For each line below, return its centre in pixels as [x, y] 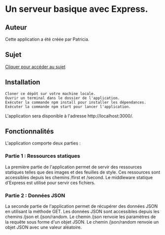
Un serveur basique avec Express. [77, 9]
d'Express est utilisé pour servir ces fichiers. [50, 183]
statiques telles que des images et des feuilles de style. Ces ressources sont [83, 172]
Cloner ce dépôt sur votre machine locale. [50, 94]
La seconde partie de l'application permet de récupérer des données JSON [82, 206]
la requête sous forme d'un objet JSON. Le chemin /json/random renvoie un [82, 222]
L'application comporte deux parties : [43, 143]
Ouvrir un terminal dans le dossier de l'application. [63, 98]
